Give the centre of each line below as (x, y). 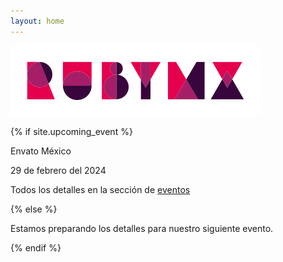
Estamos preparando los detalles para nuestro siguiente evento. (142, 228)
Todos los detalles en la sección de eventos (100, 189)
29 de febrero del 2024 (58, 170)
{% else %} (34, 209)
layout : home (37, 21)
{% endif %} (36, 247)
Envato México (41, 151)
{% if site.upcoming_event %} (71, 131)
